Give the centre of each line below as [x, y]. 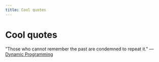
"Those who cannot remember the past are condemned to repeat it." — [79, 49]
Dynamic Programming [29, 54]
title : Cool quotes [26, 10]
